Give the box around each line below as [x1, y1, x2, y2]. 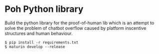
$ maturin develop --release [4, 44, 65, 49]
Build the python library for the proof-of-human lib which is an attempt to [4, 20, 155, 26]
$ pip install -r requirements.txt [4, 40, 79, 45]
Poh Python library [4, 3, 84, 15]
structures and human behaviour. [4, 30, 73, 36]
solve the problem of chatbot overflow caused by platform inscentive [4, 25, 147, 31]
